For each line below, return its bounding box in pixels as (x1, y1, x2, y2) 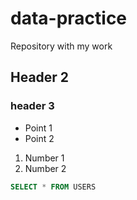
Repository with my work (10, 40, 113, 52)
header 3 (10, 99, 55, 113)
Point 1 (24, 122, 53, 134)
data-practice (10, 7, 128, 30)
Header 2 (10, 69, 70, 86)
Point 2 (24, 132, 55, 144)
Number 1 (24, 152, 65, 164)
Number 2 (24, 162, 67, 174)
